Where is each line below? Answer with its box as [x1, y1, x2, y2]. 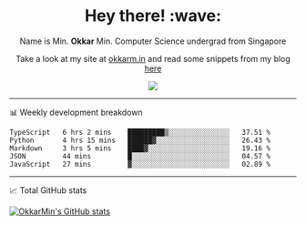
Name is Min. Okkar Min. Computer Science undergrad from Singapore [19, 36, 287, 46]
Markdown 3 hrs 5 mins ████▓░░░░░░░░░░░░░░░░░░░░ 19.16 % [9, 143, 271, 153]
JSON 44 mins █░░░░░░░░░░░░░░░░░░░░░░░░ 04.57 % [9, 151, 271, 160]
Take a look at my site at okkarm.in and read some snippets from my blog [15, 53, 291, 64]
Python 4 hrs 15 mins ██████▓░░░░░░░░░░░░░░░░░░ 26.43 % [9, 136, 271, 145]
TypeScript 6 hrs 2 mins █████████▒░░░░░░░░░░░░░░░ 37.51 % [9, 128, 271, 137]
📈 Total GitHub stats [9, 184, 87, 196]
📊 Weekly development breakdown [9, 107, 143, 118]
